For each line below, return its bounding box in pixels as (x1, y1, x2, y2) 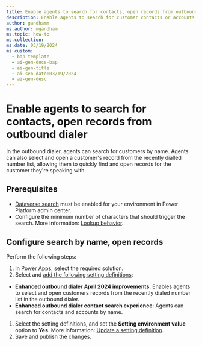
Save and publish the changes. (14, 333, 92, 340)
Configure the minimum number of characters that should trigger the (14, 213, 185, 220)
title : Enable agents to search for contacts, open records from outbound (6, 8, 198, 15)
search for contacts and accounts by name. (14, 308, 123, 315)
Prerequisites (6, 184, 58, 195)
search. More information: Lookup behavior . (14, 219, 124, 227)
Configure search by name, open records (6, 237, 164, 247)
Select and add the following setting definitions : (14, 271, 133, 278)
